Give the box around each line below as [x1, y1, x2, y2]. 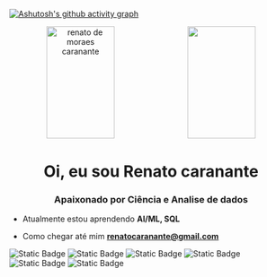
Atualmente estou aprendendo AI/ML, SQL [22, 213, 181, 224]
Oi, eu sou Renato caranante [43, 161, 259, 182]
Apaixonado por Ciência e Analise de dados [53, 194, 249, 206]
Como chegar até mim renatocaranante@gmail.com [22, 231, 219, 242]
